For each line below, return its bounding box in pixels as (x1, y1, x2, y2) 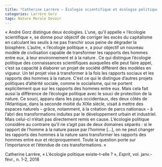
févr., (5, 156, 15, 162)
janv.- (140, 152, 152, 157)
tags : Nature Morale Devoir (5, 16, 62, 21)
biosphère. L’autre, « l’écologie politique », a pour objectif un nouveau (5, 44, 144, 51)
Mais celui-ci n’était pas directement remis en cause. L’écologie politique (5, 116, 149, 122)
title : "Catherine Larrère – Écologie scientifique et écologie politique (5, 7, 159, 12)
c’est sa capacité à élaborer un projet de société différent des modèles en (5, 65, 151, 71)
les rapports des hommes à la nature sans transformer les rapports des (5, 132, 147, 138)
